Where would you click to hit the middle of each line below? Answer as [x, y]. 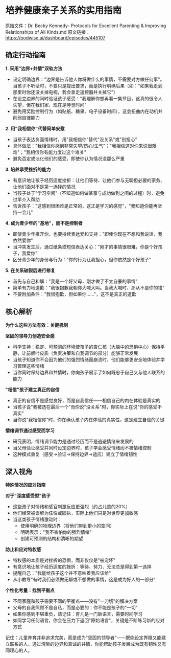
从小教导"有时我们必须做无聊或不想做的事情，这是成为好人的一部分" [84, 580]
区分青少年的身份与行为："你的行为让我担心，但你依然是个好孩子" [82, 259]
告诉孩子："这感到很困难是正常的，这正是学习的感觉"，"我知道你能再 [85, 206]
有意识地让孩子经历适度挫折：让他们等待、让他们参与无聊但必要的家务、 [89, 180]
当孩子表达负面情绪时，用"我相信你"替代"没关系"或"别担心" [75, 139]
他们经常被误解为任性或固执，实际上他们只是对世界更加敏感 [75, 513]
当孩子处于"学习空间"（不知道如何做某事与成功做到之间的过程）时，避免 [89, 193]
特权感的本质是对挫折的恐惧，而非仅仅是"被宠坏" [64, 560]
